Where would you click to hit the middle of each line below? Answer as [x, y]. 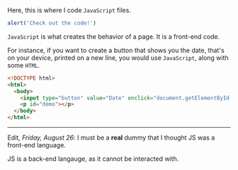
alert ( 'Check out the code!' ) [52, 23]
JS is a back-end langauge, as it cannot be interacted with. [93, 159]
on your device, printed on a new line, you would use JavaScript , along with [118, 57]
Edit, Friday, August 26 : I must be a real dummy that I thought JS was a [111, 138]
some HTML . [24, 65]
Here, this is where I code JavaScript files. [69, 10]
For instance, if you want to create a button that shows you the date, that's [116, 50]
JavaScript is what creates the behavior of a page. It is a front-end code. [114, 36]
